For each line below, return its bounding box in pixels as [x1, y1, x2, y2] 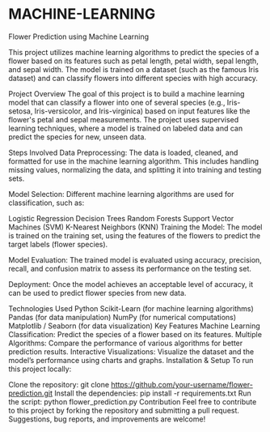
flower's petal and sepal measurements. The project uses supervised [8, 114, 239, 124]
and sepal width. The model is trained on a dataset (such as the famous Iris [8, 64, 259, 74]
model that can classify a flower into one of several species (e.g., [8, 97, 226, 107]
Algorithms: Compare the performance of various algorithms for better [8, 338, 243, 348]
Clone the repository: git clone [8, 379, 110, 389]
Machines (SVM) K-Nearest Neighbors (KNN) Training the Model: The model [8, 222, 263, 232]
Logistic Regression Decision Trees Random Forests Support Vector [8, 213, 234, 223]
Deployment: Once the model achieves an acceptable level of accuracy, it [8, 279, 254, 289]
